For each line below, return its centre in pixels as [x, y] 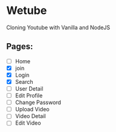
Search [24, 82]
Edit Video [28, 123]
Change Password [38, 102]
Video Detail [30, 116]
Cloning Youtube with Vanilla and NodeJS [58, 27]
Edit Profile [29, 96]
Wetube [27, 11]
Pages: [20, 47]
